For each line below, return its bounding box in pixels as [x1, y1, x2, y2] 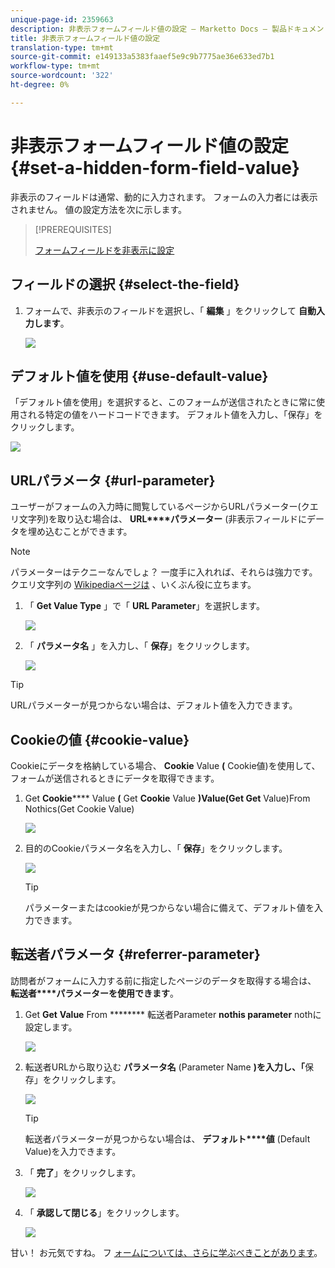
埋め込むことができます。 [27, 526, 133, 538]
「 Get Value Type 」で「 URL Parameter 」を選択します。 [24, 600, 265, 612]
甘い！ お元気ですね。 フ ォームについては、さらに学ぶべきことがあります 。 [10, 1246, 323, 1258]
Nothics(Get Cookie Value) [24, 802, 135, 815]
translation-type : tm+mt [10, 42, 114, 53]
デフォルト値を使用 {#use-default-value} [10, 367, 269, 385]
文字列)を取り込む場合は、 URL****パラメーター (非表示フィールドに [18, 513, 307, 525]
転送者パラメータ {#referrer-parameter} [10, 946, 261, 963]
